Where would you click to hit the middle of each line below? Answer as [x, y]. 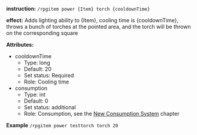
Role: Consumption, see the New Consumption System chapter [101, 114]
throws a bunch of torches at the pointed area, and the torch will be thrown [99, 27]
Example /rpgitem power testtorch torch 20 [62, 125]
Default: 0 [36, 101]
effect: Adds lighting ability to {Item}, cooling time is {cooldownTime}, [92, 20]
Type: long [37, 63]
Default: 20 [38, 69]
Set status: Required [49, 75]
